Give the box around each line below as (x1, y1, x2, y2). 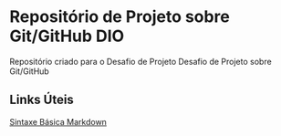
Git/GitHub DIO (9, 26, 125, 47)
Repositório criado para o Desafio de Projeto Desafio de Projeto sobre (9, 56, 272, 67)
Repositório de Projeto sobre (9, 6, 230, 27)
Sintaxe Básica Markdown (9, 116, 108, 127)
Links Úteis (9, 92, 75, 108)
